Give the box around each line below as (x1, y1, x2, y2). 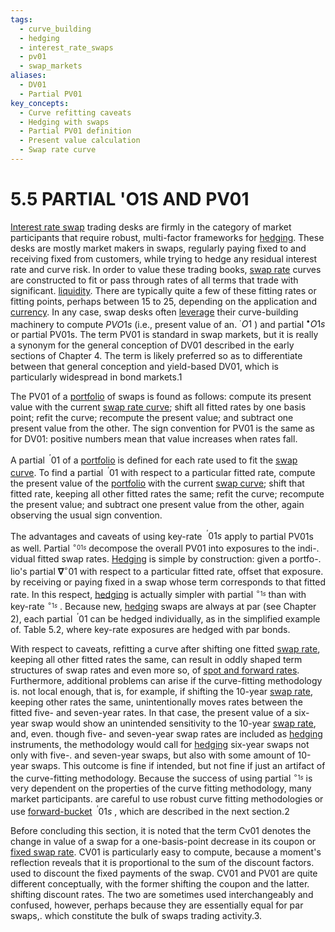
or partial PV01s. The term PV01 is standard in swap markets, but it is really (10, 329, 319, 341)
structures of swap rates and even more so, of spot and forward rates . (10, 664, 300, 676)
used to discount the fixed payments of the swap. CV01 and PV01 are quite (10, 867, 318, 880)
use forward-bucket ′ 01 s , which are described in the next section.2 (10, 804, 290, 818)
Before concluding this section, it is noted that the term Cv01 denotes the (10, 825, 312, 837)
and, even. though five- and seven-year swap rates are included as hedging (10, 727, 323, 740)
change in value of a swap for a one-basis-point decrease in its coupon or (10, 836, 317, 848)
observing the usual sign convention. (10, 509, 163, 521)
